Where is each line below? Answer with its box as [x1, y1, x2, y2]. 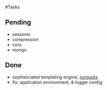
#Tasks [5, 4, 20, 10]
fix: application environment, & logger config [12, 79, 102, 85]
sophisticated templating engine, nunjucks [12, 74, 98, 80]
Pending [5, 18, 31, 26]
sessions [12, 31, 30, 37]
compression [12, 36, 39, 42]
